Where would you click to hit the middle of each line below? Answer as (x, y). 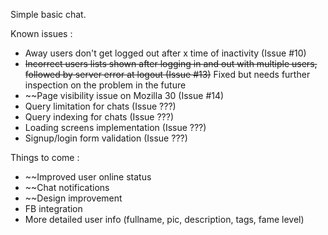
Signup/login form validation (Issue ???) (106, 138)
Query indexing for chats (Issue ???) (99, 117)
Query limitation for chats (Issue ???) (100, 106)
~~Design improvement (73, 198)
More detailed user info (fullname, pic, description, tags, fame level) (164, 219)
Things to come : (45, 157)
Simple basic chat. (48, 14)
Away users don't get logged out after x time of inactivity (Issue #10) (165, 53)
